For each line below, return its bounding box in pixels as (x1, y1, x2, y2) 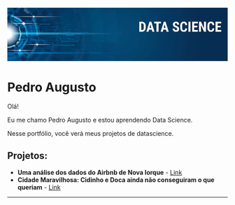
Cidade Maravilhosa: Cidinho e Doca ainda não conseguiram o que (17, 176, 215, 184)
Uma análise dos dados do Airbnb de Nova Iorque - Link (17, 169, 183, 177)
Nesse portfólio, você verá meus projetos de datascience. (7, 129, 174, 138)
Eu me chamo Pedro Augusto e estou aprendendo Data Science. (7, 116, 193, 125)
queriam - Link (17, 183, 61, 192)
